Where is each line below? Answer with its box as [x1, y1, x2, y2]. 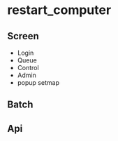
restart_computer [7, 2, 112, 18]
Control [17, 64, 40, 72]
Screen [7, 30, 40, 42]
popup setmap [17, 79, 59, 86]
